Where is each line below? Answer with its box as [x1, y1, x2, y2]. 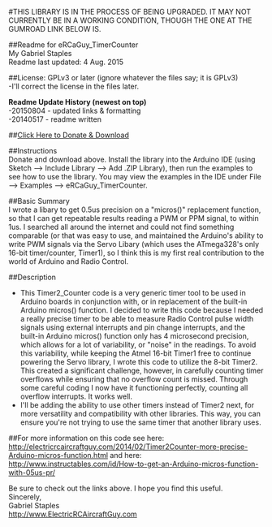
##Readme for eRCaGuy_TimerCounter [8, 40, 139, 50]
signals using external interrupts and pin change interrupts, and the [19, 322, 246, 332]
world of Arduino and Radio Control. [8, 257, 129, 266]
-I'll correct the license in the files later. [8, 81, 140, 91]
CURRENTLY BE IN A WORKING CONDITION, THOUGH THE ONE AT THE [8, 15, 253, 25]
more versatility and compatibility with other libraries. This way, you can [19, 409, 261, 418]
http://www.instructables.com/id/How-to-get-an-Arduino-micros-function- [8, 459, 259, 469]
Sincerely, [8, 492, 42, 502]
